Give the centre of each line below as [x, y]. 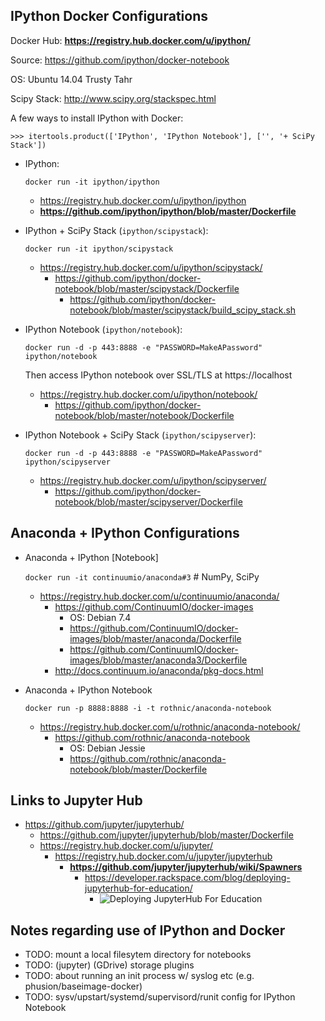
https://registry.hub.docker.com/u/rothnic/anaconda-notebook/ [170, 726]
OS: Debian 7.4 [100, 617]
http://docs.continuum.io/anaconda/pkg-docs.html [159, 670]
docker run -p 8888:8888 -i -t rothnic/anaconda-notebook [148, 708]
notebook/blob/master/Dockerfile [138, 769]
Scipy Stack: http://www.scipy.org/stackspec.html [113, 98]
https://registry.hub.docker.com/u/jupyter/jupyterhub [163, 856]
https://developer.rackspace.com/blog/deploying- [187, 878]
